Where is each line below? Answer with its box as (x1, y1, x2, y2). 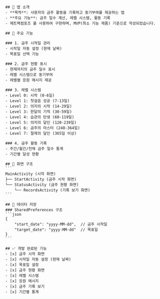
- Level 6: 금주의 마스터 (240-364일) (5, 126, 81, 131)
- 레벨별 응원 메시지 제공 (5, 78, 52, 83)
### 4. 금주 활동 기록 (5, 141, 47, 146)
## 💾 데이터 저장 (5, 202, 37, 207)
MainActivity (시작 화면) (5, 171, 56, 177)
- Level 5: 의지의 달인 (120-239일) (5, 120, 77, 125)
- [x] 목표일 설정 (5, 262, 39, 267)
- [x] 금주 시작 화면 (5, 252, 45, 257)
